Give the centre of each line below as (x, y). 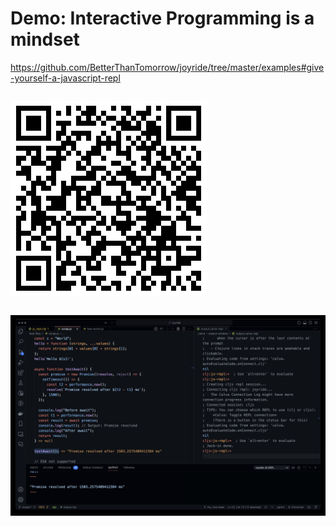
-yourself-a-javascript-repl (65, 78)
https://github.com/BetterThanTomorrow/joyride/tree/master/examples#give (167, 67)
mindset (45, 39)
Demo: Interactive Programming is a (162, 18)
